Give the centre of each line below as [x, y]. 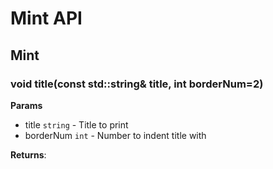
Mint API [46, 18]
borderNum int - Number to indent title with [115, 135]
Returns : [28, 154]
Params [26, 105]
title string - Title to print [76, 124]
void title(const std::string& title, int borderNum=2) [137, 84]
